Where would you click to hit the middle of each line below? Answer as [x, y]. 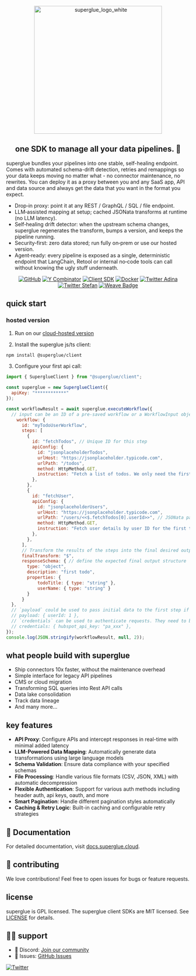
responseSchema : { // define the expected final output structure [104, 561]
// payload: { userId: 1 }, [45, 616]
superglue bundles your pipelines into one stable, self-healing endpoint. [92, 163]
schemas [25, 770]
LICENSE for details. [30, 918]
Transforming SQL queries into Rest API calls [68, 688]
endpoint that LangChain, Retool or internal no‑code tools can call [93, 261]
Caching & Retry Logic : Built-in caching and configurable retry [90, 808]
